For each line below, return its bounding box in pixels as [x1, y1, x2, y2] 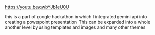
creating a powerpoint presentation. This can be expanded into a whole [5, 19, 151, 25]
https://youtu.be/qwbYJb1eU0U [5, 4, 69, 10]
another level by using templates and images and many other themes [5, 24, 146, 30]
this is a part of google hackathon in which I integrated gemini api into [5, 14, 147, 19]
